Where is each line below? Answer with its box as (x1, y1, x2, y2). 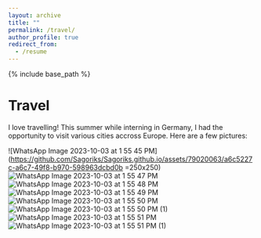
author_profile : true (8, 33, 79, 41)
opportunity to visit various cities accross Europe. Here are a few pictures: (8, 131, 248, 140)
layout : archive (8, 11, 61, 20)
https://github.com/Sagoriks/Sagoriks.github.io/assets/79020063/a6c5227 (10, 154, 253, 164)
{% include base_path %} (8, 70, 91, 78)
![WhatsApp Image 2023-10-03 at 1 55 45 (8, 146, 143, 155)
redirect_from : (8, 41, 58, 49)
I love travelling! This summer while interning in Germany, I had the (8, 122, 223, 132)
